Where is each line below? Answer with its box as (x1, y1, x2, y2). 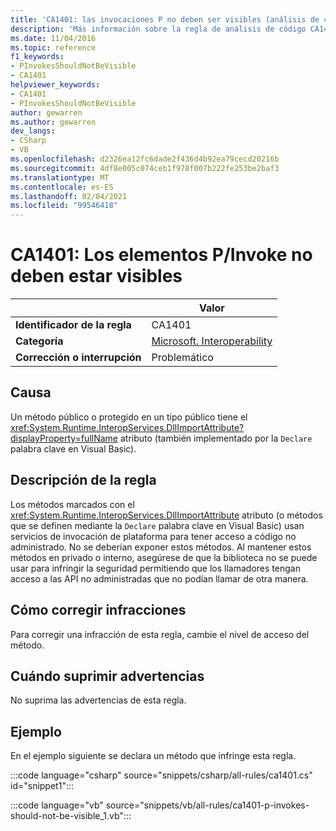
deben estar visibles (10, 265, 183, 288)
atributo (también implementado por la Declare (119, 432, 313, 444)
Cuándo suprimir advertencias (10, 667, 205, 685)
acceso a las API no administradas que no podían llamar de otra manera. (10, 572, 309, 585)
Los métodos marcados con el (10, 498, 135, 510)
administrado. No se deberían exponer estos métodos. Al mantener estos (10, 541, 312, 553)
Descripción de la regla (10, 472, 157, 489)
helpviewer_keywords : (10, 80, 101, 90)
